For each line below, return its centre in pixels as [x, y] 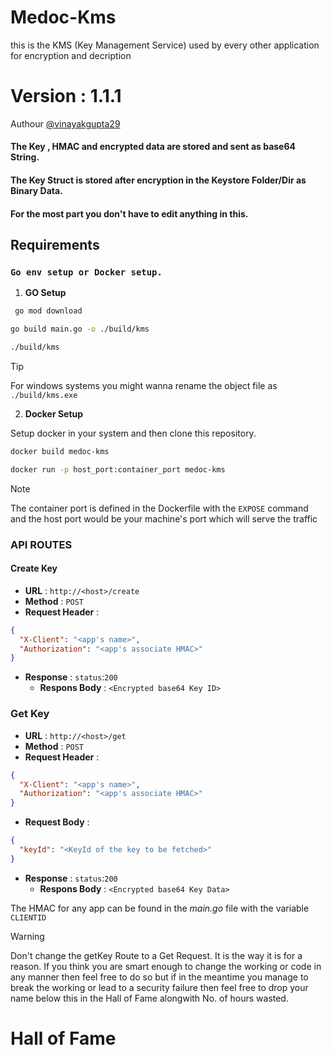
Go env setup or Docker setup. [86, 272]
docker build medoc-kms [60, 451]
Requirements [55, 245]
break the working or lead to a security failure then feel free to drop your [159, 987]
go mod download [48, 311]
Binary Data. [36, 191]
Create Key [34, 568]
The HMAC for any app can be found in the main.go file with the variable [160, 908]
